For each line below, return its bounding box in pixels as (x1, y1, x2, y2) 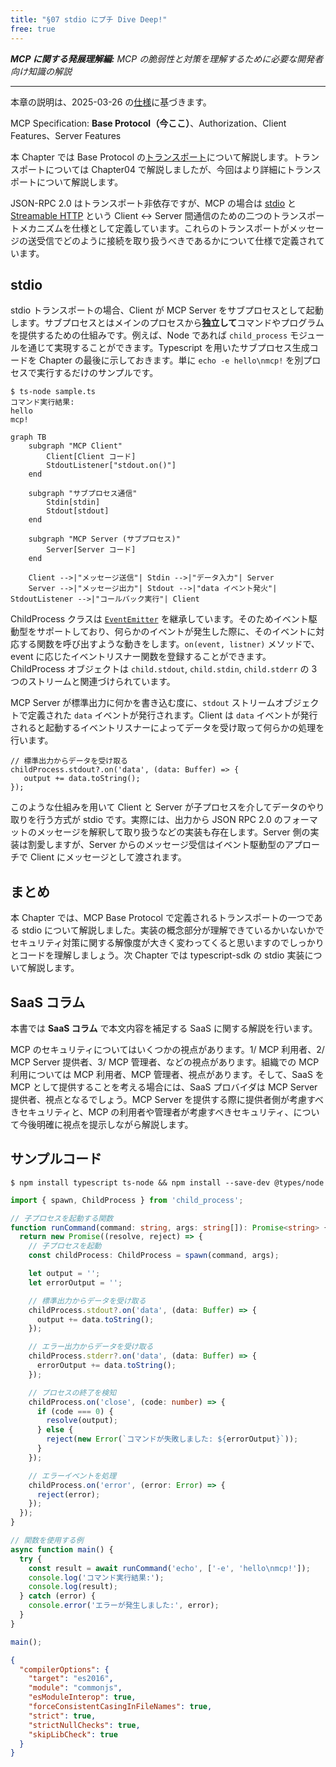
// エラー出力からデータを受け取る (28, 1342, 154, 1352)
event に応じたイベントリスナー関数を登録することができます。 (10, 651, 272, 663)
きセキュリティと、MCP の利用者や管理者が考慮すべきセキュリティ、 (10, 1106, 294, 1118)
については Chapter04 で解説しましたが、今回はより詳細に (44, 163, 287, 175)
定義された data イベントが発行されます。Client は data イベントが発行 (27, 709, 318, 721)
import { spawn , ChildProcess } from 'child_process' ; (10, 1195, 244, 1205)
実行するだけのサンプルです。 (36, 367, 159, 379)
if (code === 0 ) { (36, 1406, 114, 1416)
